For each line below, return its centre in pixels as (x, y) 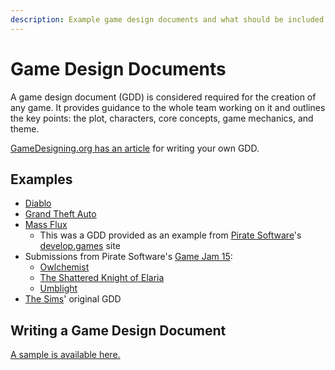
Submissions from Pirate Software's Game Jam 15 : (128, 257)
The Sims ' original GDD (73, 299)
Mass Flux (46, 225)
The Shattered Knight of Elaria (102, 278)
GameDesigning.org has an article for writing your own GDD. (135, 148)
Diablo (38, 203)
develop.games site (80, 246)
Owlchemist (64, 267)
